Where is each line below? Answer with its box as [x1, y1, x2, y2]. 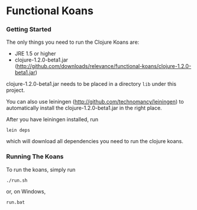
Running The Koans [6, 153, 64, 161]
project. [6, 87, 25, 94]
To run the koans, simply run [6, 166, 76, 173]
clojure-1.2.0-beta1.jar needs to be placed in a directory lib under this [6, 80, 176, 88]
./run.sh [6, 177, 28, 183]
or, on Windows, [6, 188, 46, 195]
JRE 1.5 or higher [14, 50, 56, 57]
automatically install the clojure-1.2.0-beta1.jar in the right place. [6, 105, 162, 112]
